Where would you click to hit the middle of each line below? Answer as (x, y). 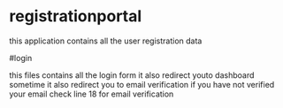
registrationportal (76, 16)
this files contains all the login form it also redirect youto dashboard (132, 75)
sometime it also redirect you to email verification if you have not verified (142, 84)
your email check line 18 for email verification (92, 94)
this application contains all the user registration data (106, 41)
